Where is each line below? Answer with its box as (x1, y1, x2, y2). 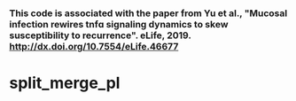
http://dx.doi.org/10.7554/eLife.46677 (9, 40, 179, 52)
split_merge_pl (9, 74, 121, 93)
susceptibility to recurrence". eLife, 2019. (9, 29, 191, 42)
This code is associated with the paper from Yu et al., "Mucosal (9, 7, 288, 19)
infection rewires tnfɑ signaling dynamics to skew (9, 18, 229, 30)
